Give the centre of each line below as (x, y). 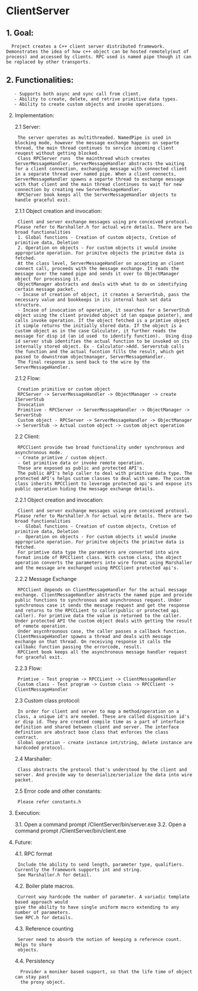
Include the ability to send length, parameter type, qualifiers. (101, 865)
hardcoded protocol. (40, 748)
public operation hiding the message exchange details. (85, 489)
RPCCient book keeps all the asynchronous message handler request (102, 652)
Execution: (27, 813)
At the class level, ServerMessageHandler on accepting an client (101, 263)
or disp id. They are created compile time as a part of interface (99, 722)
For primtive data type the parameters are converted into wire (98, 552)
